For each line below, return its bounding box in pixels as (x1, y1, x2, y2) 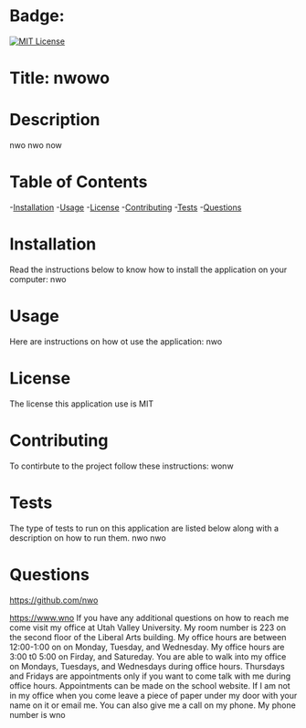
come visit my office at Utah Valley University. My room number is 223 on (9, 622, 286, 633)
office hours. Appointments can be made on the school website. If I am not (9, 680, 290, 691)
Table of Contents (9, 172, 148, 193)
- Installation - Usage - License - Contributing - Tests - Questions (9, 202, 242, 213)
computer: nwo (9, 273, 67, 284)
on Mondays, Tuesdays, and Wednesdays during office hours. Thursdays (9, 660, 285, 671)
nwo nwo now (9, 140, 62, 151)
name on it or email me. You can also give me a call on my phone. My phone (9, 700, 297, 711)
